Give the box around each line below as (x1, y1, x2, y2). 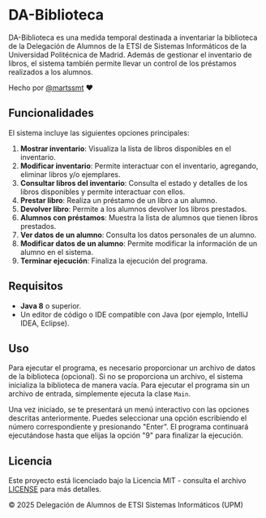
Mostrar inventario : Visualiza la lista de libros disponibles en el (19, 144, 231, 153)
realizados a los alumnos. (8, 67, 93, 76)
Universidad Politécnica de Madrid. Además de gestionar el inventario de (8, 50, 252, 59)
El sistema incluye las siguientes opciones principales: (8, 127, 190, 137)
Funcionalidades (8, 106, 95, 120)
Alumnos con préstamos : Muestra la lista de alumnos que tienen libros (19, 213, 259, 222)
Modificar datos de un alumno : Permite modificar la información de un (19, 238, 258, 248)
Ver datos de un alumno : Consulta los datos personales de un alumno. (19, 230, 257, 240)
